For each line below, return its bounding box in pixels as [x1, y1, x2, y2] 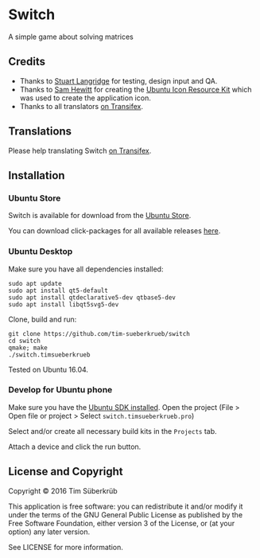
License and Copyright [8, 465, 123, 478]
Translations [8, 125, 72, 139]
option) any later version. [8, 527, 90, 537]
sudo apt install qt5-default [8, 287, 109, 295]
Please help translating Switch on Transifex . [8, 146, 152, 155]
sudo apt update [8, 279, 62, 287]
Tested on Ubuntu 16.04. [8, 365, 89, 374]
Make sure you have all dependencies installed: [8, 264, 164, 274]
